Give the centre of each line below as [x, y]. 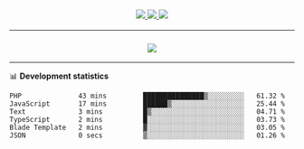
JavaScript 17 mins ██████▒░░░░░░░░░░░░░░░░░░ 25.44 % [147, 104]
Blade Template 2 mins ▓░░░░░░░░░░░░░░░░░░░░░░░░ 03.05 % [147, 127]
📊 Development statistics [59, 76]
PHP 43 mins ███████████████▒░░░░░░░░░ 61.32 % [147, 96]
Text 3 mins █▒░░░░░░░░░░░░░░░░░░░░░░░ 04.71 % [147, 112]
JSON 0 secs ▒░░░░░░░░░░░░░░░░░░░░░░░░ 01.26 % [147, 135]
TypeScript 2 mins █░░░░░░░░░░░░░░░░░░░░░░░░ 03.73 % [147, 119]
